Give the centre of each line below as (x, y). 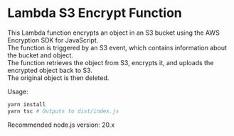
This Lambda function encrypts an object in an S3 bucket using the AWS (114, 33)
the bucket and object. (40, 55)
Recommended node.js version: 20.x (61, 125)
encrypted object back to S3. (50, 70)
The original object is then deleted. (58, 78)
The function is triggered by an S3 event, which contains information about (117, 47)
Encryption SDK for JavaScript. (53, 40)
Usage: (18, 91)
